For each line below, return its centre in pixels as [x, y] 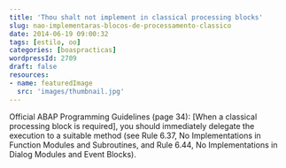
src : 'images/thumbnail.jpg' [71, 91]
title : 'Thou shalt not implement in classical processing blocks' [136, 17]
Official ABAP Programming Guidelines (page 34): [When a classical [133, 117]
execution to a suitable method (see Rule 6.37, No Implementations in [135, 135]
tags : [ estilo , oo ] [45, 42]
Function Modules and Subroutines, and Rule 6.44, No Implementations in [143, 145]
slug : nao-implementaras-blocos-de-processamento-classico [120, 26]
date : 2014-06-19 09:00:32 [59, 34]
